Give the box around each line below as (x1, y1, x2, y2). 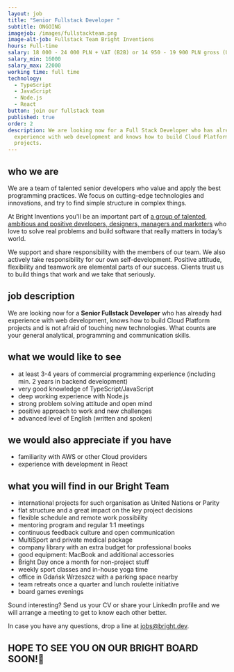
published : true (8, 114, 55, 120)
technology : (8, 75, 42, 82)
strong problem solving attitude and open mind (17, 399, 153, 407)
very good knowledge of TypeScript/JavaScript (17, 384, 153, 393)
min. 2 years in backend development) (17, 377, 128, 385)
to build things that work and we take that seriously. (8, 269, 156, 279)
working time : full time (8, 68, 80, 75)
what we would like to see (8, 351, 122, 363)
